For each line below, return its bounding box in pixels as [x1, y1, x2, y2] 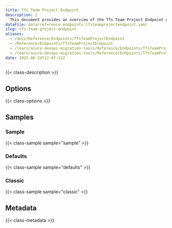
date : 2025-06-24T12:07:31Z [5, 55, 66, 61]
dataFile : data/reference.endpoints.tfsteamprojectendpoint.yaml [5, 22, 147, 27]
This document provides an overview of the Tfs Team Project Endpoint [10, 17, 164, 22]
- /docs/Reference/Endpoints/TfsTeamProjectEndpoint [10, 36, 125, 42]
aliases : [5, 31, 24, 36]
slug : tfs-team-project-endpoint [5, 27, 77, 32]
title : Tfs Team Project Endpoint [5, 7, 79, 13]
